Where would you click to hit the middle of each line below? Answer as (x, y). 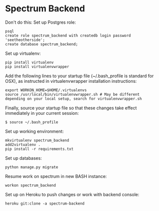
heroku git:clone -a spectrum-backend (45, 203)
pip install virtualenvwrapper (37, 67)
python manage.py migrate (32, 167)
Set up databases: (23, 158)
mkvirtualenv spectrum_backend (37, 140)
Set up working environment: (34, 131)
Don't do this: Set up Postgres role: (41, 22)
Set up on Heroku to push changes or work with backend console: (72, 194)
